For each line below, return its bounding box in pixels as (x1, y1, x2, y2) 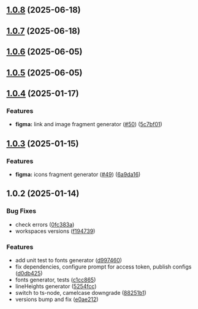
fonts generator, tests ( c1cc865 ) (15, 276, 96, 283)
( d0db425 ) (15, 269, 43, 277)
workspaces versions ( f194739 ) (15, 227, 96, 235)
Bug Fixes (6, 207, 37, 215)
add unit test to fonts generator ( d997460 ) (15, 256, 123, 264)
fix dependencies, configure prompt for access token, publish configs (15, 263, 192, 270)
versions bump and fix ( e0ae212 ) (15, 296, 99, 303)
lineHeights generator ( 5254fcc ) (15, 282, 97, 290)
